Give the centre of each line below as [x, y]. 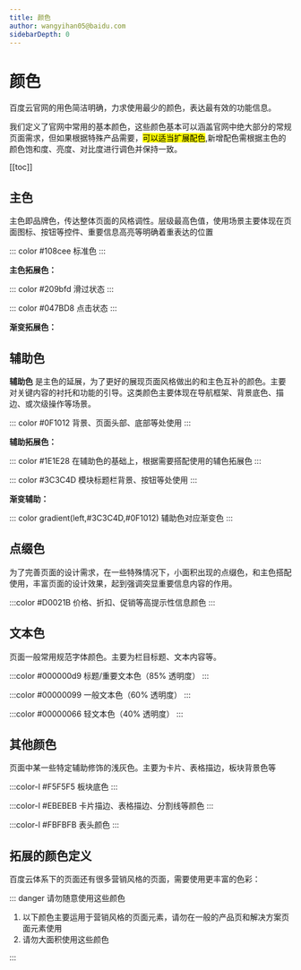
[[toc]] [21, 167]
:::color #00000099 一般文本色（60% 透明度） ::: [100, 694]
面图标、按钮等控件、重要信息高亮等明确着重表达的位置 [111, 232]
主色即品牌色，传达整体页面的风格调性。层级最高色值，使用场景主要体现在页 [150, 221]
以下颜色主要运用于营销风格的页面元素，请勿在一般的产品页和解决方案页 [155, 917]
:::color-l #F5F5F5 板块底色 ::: [64, 787]
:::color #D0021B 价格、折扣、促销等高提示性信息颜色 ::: [112, 602]
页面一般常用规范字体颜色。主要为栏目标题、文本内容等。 [115, 657]
